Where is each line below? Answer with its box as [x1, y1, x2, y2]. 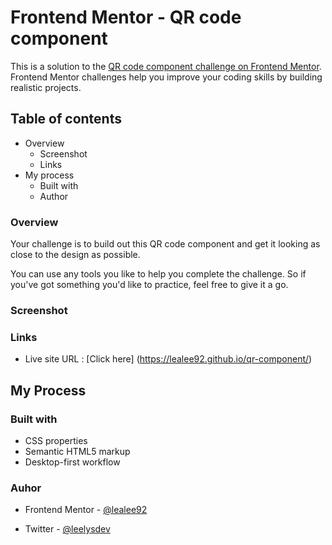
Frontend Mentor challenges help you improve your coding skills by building [10, 71, 323, 83]
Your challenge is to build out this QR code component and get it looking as [10, 238, 321, 250]
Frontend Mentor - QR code [10, 6, 242, 29]
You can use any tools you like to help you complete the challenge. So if [10, 268, 307, 280]
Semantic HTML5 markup [24, 445, 131, 457]
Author [39, 190, 69, 202]
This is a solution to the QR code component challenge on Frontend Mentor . [10, 60, 322, 72]
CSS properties [24, 434, 88, 446]
